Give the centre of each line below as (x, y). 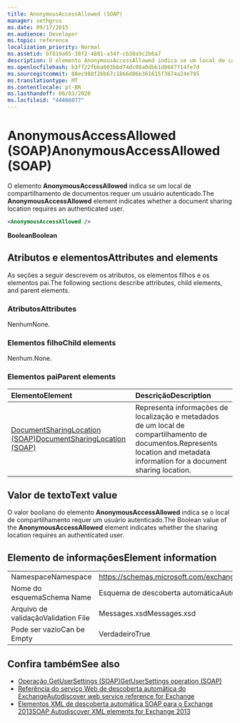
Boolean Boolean (32, 235)
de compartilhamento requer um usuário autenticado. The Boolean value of (117, 520)
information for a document (181, 461)
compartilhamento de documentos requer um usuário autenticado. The (111, 193)
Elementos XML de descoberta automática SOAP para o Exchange (115, 704)
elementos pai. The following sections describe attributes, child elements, (115, 282)
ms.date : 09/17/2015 (38, 27)
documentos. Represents (176, 443)
